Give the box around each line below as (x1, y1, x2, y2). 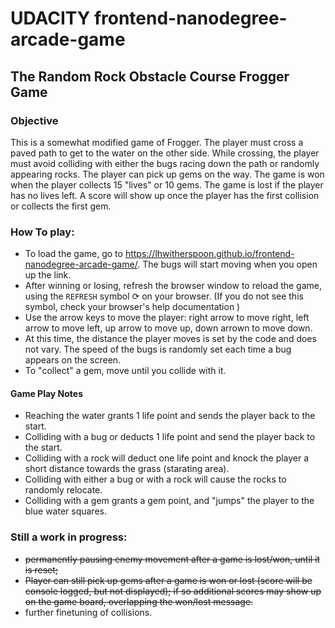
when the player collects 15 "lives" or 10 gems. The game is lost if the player (10, 178, 324, 191)
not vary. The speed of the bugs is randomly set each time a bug (24, 343, 292, 356)
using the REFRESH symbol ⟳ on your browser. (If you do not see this (24, 290, 304, 302)
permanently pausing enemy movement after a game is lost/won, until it (24, 553, 321, 565)
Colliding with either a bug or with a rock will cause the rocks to (24, 473, 287, 486)
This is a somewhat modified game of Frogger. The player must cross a (10, 136, 304, 148)
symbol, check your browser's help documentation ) (24, 301, 241, 313)
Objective (10, 113, 59, 127)
